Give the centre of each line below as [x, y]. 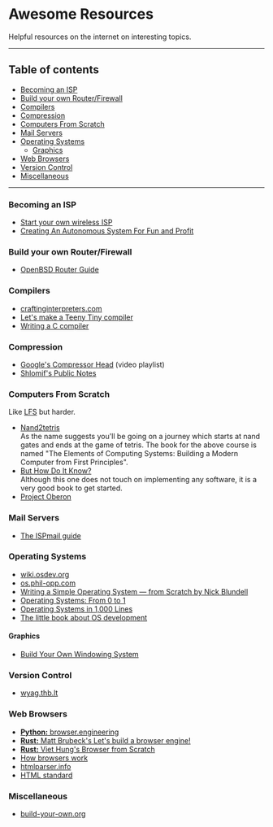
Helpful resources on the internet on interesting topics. [100, 37]
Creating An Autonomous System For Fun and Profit [107, 231]
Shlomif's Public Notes [58, 373]
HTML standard [46, 775]
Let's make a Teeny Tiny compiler [77, 317]
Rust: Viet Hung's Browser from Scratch [88, 749]
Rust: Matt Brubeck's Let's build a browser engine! [105, 740]
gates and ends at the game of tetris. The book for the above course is [139, 445]
